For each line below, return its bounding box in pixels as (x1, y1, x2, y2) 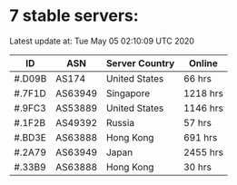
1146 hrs (183, 102, 224, 114)
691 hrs (183, 131, 218, 143)
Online (189, 56, 218, 69)
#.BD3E (14, 131, 47, 143)
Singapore (105, 87, 151, 100)
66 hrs (183, 72, 212, 84)
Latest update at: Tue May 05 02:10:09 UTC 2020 (9, 35, 195, 46)
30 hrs (183, 161, 212, 173)
